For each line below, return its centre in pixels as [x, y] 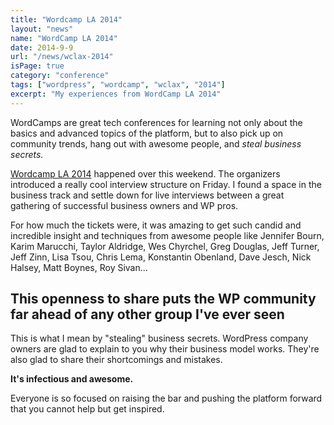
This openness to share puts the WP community [163, 299]
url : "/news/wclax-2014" [62, 57]
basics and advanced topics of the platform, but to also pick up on [147, 133]
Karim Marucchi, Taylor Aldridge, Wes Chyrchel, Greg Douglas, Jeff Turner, [165, 246]
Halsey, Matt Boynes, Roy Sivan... [79, 267]
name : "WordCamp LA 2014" [64, 38]
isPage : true [37, 66]
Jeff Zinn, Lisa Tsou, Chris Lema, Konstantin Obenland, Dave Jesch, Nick [161, 257]
